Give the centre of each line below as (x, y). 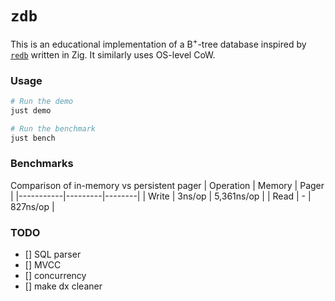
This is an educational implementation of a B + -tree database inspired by (158, 43)
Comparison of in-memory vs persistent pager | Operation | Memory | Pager (167, 185)
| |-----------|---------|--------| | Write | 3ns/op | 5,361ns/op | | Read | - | (161, 196)
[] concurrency (55, 275)
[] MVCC (43, 264)
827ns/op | (32, 206)
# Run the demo (42, 101)
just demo (31, 110)
